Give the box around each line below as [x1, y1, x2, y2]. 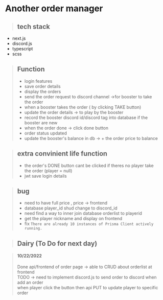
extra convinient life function [17, 150, 108, 158]
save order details [24, 83, 61, 89]
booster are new [24, 119, 58, 125]
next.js [12, 35, 26, 41]
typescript [12, 46, 33, 51]
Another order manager [5, 3, 103, 14]
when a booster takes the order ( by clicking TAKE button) [24, 104, 141, 110]
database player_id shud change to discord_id [24, 205, 117, 211]
